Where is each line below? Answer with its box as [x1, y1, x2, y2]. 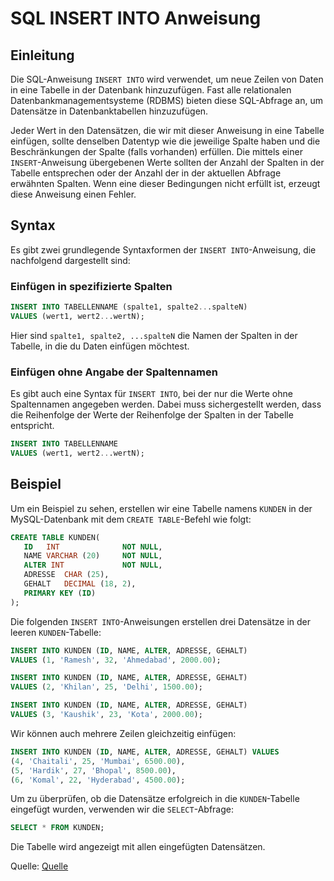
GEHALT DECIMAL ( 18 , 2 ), [23, 579, 137, 589]
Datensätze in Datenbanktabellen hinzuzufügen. [10, 105, 209, 117]
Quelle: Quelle [10, 860, 69, 872]
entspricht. [10, 420, 55, 432]
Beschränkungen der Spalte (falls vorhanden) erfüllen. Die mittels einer [10, 146, 303, 157]
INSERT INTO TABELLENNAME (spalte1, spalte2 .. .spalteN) [10, 302, 248, 312]
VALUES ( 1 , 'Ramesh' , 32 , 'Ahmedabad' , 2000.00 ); [10, 655, 222, 665]
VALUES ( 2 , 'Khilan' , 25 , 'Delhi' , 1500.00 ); [10, 682, 203, 692]
